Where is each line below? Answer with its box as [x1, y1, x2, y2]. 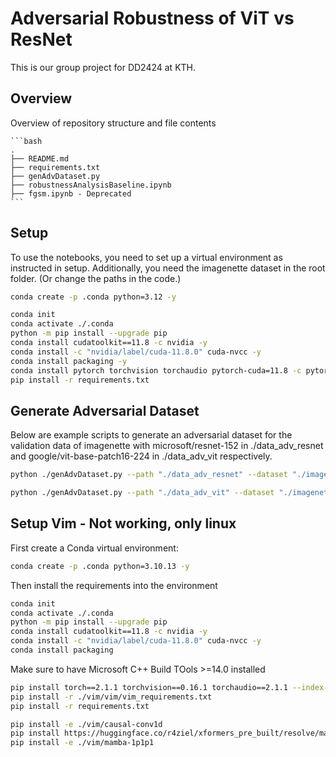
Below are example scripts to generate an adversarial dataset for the [10, 429, 293, 441]
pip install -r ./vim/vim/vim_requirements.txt [10, 692, 213, 702]
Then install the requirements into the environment [10, 579, 218, 591]
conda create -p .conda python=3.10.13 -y [10, 561, 190, 571]
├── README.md [10, 153, 70, 164]
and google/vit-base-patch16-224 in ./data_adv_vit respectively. [10, 450, 273, 462]
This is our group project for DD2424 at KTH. [10, 61, 197, 73]
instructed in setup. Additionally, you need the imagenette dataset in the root [10, 262, 326, 274]
